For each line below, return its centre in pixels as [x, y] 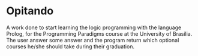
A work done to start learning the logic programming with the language [94, 27]
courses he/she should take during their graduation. [70, 46]
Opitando [30, 11]
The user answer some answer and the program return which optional [93, 40]
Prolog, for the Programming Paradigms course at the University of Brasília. [99, 33]
